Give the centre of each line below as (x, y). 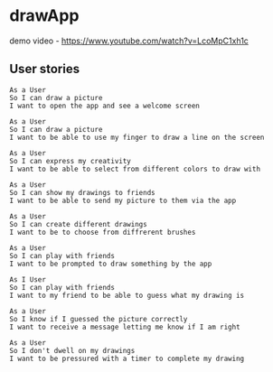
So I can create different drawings (78, 224)
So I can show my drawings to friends (82, 192)
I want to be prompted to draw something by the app (111, 264)
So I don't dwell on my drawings (72, 350)
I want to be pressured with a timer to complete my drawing (127, 358)
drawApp (44, 16)
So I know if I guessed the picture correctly (99, 319)
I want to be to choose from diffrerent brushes (103, 232)
